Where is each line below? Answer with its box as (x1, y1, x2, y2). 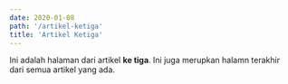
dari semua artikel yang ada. (9, 64, 116, 75)
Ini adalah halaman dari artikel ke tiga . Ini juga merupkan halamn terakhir (9, 55, 281, 66)
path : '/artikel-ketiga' (9, 22, 103, 31)
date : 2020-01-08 (9, 13, 75, 23)
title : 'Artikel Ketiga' (9, 30, 103, 39)
